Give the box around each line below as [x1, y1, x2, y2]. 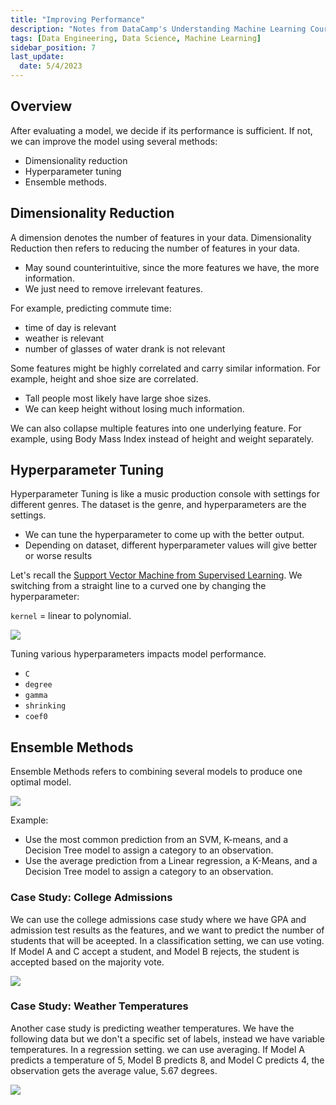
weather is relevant [24, 332, 105, 344]
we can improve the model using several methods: [10, 135, 218, 147]
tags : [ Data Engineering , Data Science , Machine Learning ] [10, 33, 262, 43]
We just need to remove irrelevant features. [24, 282, 203, 295]
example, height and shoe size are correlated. [10, 372, 199, 385]
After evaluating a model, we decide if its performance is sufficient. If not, [10, 124, 313, 136]
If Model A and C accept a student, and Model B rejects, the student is [10, 945, 300, 957]
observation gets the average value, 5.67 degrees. [10, 1064, 218, 1076]
